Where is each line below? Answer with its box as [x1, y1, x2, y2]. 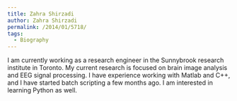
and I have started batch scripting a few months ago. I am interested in [7, 78, 214, 87]
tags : [7, 30, 23, 37]
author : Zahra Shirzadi [7, 17, 78, 24]
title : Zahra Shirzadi [7, 10, 74, 18]
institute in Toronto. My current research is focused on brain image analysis [7, 64, 228, 72]
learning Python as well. [7, 86, 78, 95]
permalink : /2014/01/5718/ [7, 23, 87, 30]
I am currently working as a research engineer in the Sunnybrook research [7, 56, 224, 64]
